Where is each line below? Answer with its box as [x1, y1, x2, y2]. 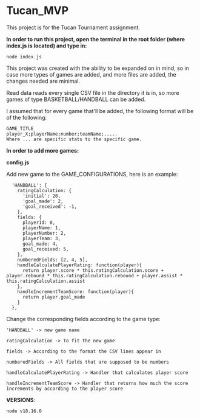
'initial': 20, [22, 193, 61, 199]
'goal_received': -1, [22, 203, 78, 210]
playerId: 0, [22, 220, 56, 226]
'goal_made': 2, [22, 198, 64, 204]
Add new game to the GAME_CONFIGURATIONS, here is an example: [6, 170, 178, 178]
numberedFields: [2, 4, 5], [17, 257, 88, 263]
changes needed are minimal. [6, 77, 81, 85]
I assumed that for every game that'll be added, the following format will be [6, 107, 194, 114]
